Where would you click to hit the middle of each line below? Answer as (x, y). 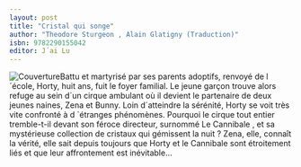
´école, (22, 86)
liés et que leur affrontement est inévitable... (91, 153)
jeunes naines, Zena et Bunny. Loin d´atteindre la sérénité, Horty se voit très (150, 105)
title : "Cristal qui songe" (62, 26)
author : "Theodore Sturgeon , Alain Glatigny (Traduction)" (124, 34)
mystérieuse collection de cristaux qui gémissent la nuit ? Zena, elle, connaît (150, 134)
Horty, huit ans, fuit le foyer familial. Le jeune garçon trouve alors (156, 86)
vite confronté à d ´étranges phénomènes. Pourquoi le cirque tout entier (142, 115)
